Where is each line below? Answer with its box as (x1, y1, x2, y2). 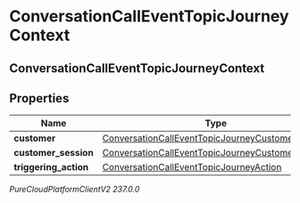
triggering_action (13, 161, 89, 174)
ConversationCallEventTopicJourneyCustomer (102, 132, 296, 144)
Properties (9, 91, 70, 106)
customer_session (13, 147, 94, 159)
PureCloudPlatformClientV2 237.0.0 (9, 184, 140, 195)
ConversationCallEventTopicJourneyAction (102, 161, 282, 174)
